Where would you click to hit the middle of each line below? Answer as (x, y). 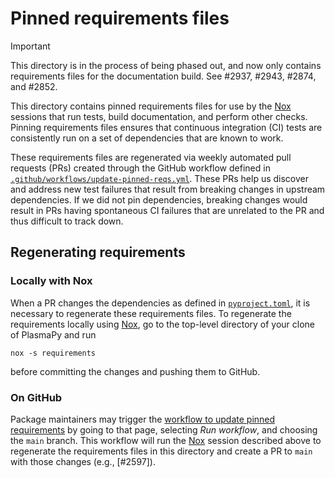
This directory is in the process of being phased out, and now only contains (166, 65)
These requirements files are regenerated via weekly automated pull (151, 157)
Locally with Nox (51, 281)
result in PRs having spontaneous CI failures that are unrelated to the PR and (167, 210)
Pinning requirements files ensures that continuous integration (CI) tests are (166, 127)
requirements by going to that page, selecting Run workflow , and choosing (164, 429)
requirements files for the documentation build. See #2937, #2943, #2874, (163, 76)
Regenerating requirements (98, 252)
